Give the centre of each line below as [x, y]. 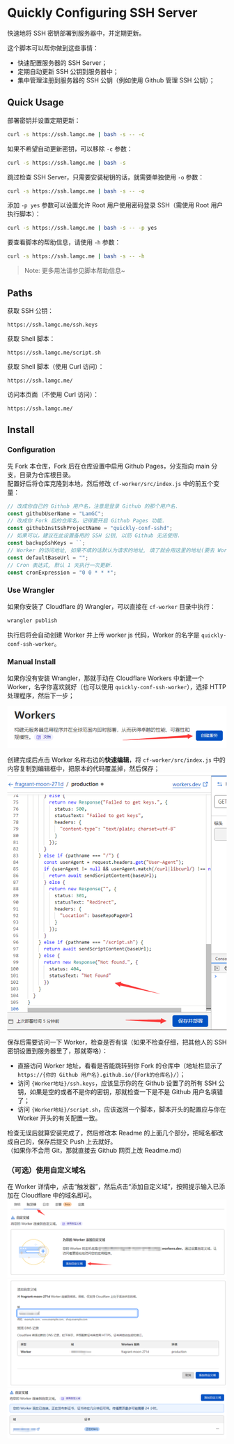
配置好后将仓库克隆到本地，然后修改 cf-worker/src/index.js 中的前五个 [110, 483]
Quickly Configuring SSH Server [102, 13]
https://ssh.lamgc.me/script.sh [54, 353]
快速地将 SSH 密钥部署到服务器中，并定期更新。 [76, 33]
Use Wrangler [31, 590]
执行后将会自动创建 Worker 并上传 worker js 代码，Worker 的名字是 [103, 635]
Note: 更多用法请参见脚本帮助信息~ [75, 271]
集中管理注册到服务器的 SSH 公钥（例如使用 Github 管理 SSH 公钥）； [116, 80]
